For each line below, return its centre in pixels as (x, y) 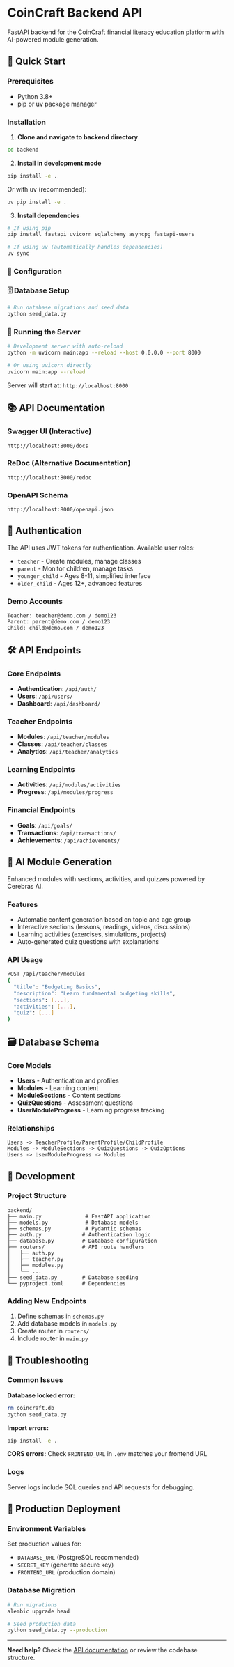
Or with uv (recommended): (47, 189)
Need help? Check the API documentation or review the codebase (102, 1650)
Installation (27, 122)
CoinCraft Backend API (75, 13)
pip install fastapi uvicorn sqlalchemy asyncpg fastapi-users (101, 235)
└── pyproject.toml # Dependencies (67, 1283)
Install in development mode (59, 163)
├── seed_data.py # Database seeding (73, 1277)
